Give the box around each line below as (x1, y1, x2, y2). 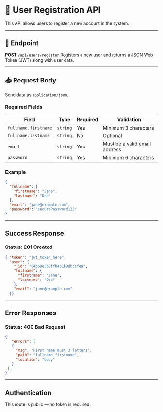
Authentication (5, 388, 52, 397)
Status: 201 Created (5, 244, 53, 250)
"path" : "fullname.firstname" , (16, 352, 79, 357)
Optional (102, 132, 122, 139)
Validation (117, 116, 142, 123)
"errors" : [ (11, 339, 36, 344)
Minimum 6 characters (102, 154, 154, 161)
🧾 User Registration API (5, 4, 101, 16)
